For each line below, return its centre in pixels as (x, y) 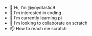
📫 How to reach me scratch (38, 28)
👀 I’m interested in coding (35, 13)
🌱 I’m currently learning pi (36, 18)
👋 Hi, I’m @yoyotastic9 (32, 8)
